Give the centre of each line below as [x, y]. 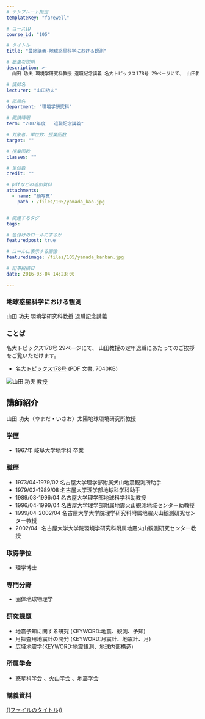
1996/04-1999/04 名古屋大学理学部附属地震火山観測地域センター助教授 [105, 505]
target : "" [20, 140]
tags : [13, 224]
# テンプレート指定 [27, 12]
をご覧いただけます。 [33, 356]
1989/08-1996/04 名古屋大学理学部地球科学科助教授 [81, 497]
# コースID [19, 29]
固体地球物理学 [34, 599]
